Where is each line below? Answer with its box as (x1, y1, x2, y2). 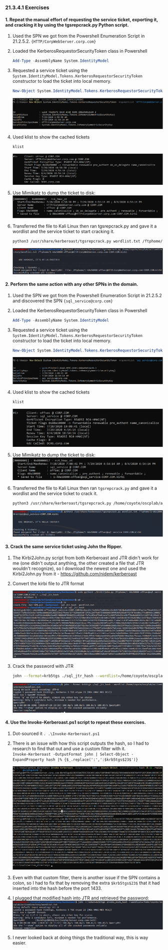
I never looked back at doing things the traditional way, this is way (12, 934, 148, 940)
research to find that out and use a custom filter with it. (12, 745, 126, 752)
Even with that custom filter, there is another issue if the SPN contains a (12, 875, 160, 881)
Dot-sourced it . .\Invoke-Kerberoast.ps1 (12, 730, 100, 737)
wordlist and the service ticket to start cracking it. (12, 228, 115, 234)
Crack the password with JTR (12, 663, 73, 669)
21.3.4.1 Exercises (5, 4, 49, 11)
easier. (12, 939, 26, 945)
